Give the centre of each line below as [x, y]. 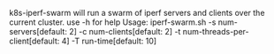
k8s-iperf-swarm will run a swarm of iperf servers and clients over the [137, 13]
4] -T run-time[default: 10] [109, 41]
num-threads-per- [216, 31]
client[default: [34, 41]
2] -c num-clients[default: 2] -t [125, 31]
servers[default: [38, 31]
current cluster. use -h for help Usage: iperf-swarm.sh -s [113, 22]
